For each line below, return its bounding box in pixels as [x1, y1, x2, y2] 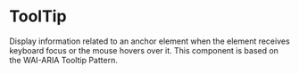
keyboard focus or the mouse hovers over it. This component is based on [9, 45, 279, 55]
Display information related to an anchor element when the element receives [9, 36, 290, 46]
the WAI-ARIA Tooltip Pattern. [9, 54, 118, 65]
